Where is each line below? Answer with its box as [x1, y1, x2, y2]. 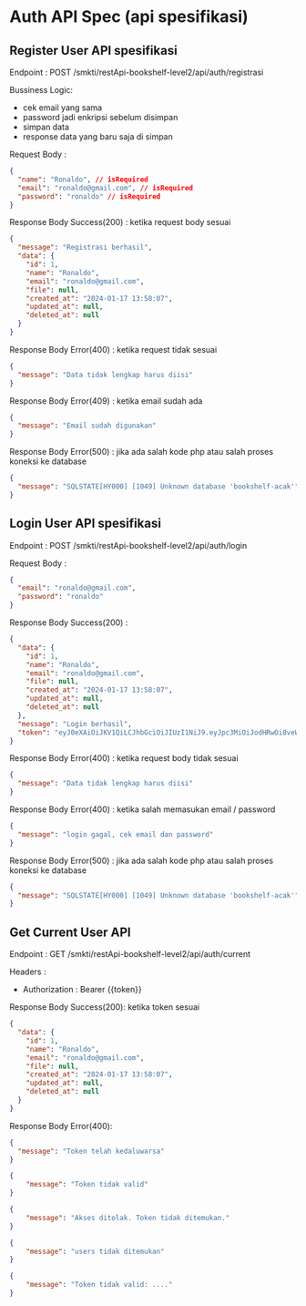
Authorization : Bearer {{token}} [22, 984, 143, 995]
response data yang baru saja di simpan [22, 131, 173, 142]
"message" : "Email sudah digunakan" [17, 421, 157, 430]
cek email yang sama [22, 102, 103, 113]
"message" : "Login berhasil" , [17, 719, 132, 728]
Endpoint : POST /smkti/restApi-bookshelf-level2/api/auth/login [9, 540, 248, 550]
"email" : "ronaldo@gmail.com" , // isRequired [17, 183, 194, 192]
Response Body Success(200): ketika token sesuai [9, 1002, 200, 1013]
